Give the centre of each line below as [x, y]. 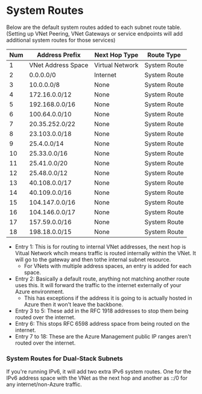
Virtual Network [116, 65]
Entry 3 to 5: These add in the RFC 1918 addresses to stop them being [102, 311]
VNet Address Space [59, 65]
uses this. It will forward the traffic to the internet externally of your [98, 285]
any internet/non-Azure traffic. [44, 384]
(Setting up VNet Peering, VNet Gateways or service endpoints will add [94, 33]
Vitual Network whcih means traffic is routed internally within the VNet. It [106, 253]
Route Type [164, 55]
